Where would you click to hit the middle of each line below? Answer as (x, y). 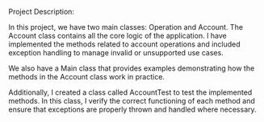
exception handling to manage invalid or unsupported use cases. (116, 53)
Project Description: (42, 12)
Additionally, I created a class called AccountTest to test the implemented (130, 92)
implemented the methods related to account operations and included (124, 44)
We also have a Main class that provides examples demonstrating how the (132, 68)
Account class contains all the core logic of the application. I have (118, 36)
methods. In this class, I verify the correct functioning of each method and (132, 101)
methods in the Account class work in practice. (87, 77)
